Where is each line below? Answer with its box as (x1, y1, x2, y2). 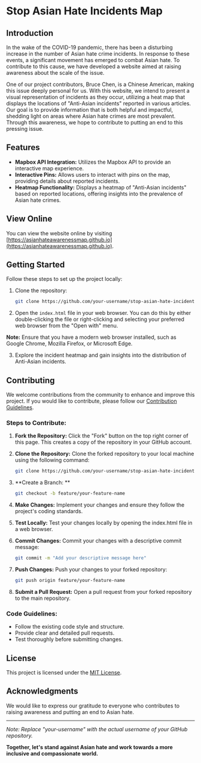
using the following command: (14, 456, 90, 464)
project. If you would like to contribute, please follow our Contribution (6, 397, 178, 405)
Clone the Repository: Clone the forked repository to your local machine (14, 450, 194, 458)
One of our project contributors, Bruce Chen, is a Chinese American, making (6, 81, 194, 88)
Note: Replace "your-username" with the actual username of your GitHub (6, 725, 188, 733)
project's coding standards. (14, 508, 83, 515)
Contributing (6, 375, 55, 385)
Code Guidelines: (6, 609, 58, 618)
